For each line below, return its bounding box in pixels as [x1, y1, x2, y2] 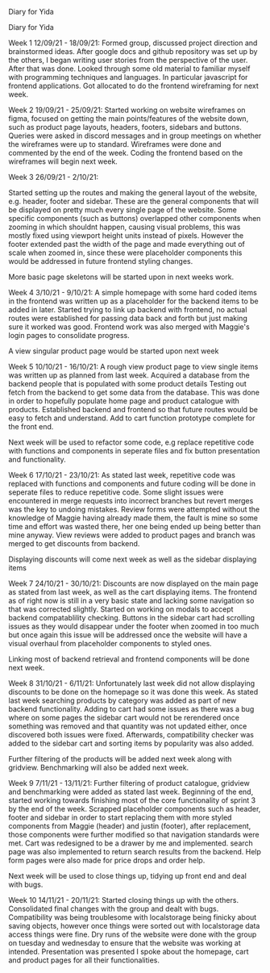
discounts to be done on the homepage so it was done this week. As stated [8, 687, 259, 696]
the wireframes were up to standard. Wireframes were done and [8, 140, 222, 148]
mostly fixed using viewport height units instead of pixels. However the [8, 231, 244, 240]
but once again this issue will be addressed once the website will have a [8, 630, 248, 640]
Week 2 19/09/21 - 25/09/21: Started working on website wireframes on [8, 105, 246, 115]
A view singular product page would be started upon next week [8, 346, 219, 356]
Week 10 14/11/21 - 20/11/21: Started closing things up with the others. [8, 896, 239, 904]
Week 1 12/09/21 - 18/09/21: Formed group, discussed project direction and [8, 38, 258, 48]
